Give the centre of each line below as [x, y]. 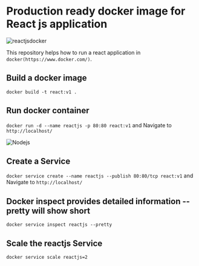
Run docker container [48, 111]
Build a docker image [47, 78]
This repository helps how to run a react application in [73, 52]
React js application [57, 24]
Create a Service [38, 161]
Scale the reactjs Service [54, 243]
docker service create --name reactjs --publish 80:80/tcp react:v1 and [100, 176]
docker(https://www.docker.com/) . [49, 59]
